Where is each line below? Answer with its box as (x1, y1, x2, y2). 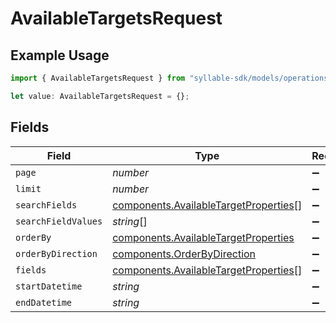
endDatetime (15, 297, 73, 308)
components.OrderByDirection (112, 247, 257, 261)
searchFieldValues (15, 215, 103, 227)
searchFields (15, 199, 78, 211)
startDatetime (15, 280, 83, 292)
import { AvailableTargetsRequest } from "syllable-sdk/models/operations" (10, 73, 333, 83)
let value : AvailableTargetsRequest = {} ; (10, 91, 190, 101)
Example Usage (10, 47, 110, 64)
